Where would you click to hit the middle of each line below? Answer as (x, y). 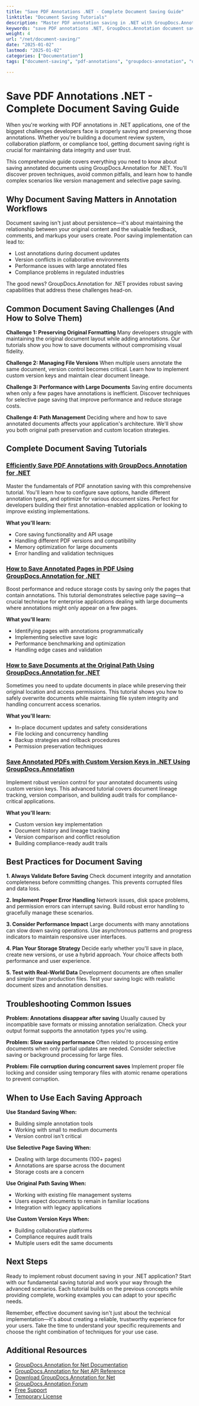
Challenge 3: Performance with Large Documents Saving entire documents (99, 387)
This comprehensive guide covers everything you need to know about (92, 162)
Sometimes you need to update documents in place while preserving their (96, 685)
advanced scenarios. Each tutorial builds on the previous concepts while (95, 1288)
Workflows (27, 208)
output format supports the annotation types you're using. (77, 1031)
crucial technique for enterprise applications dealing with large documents (97, 602)
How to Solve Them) (44, 318)
